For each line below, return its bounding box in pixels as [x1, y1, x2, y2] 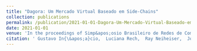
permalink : [6, 19, 33, 25]
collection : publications [6, 14, 69, 20]
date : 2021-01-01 [6, 25, 49, 31]
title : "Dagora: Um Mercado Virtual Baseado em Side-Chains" [6, 8, 159, 15]
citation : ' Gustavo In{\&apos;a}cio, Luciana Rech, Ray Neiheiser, [6, 36, 182, 42]
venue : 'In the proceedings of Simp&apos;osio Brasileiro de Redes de [6, 30, 182, 36]
